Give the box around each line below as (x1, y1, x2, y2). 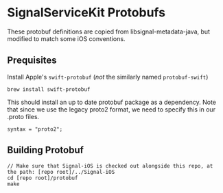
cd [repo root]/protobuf (7, 175, 78, 181)
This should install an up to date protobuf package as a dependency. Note (7, 98, 217, 106)
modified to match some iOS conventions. (7, 34, 126, 42)
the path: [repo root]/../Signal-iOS (7, 168, 115, 175)
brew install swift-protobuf (7, 86, 91, 93)
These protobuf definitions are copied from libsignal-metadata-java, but (7, 27, 211, 36)
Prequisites (7, 55, 57, 66)
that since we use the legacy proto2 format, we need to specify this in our (7, 105, 216, 114)
